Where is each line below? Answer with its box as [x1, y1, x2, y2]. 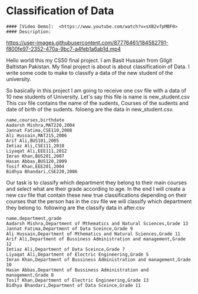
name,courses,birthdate [6, 117, 65, 123]
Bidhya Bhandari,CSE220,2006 [6, 169, 78, 174]
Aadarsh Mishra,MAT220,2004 [6, 122, 75, 128]
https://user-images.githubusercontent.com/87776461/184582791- [6, 39, 169, 46]
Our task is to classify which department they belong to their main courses [6, 179, 187, 186]
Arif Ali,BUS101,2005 [6, 137, 60, 144]
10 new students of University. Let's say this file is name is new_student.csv [6, 93, 190, 100]
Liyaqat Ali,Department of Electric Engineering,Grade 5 [6, 252, 149, 257]
